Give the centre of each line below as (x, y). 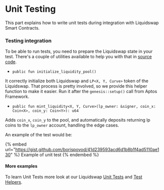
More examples (21, 166)
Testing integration (28, 40)
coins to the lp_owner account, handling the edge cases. (62, 125)
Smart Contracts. (22, 28)
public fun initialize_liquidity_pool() (54, 72)
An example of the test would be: (39, 135)
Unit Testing (31, 9)
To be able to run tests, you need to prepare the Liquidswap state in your (79, 51)
